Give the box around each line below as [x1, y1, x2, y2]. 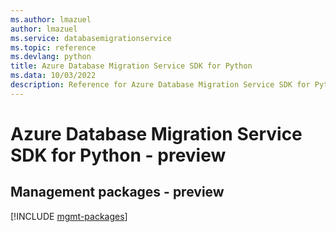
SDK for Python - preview [10, 144, 227, 166]
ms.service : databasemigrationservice [10, 33, 172, 43]
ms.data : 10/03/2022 [10, 71, 97, 81]
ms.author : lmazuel [10, 14, 92, 25]
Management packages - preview [10, 184, 225, 201]
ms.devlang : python [10, 52, 92, 62]
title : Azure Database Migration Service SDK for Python [10, 61, 253, 71]
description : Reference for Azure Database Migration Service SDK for [10, 80, 311, 90]
